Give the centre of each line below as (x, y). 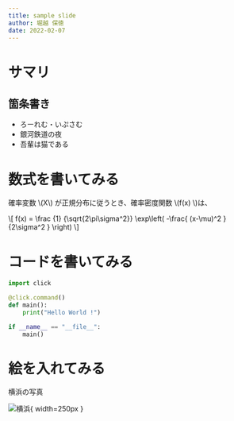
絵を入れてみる (57, 368)
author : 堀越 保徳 (36, 23)
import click (30, 284)
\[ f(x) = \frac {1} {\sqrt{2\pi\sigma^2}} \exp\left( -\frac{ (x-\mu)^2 (115, 218)
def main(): (28, 305)
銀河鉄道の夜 (40, 134)
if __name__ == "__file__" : (55, 326)
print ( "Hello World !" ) (62, 312)
